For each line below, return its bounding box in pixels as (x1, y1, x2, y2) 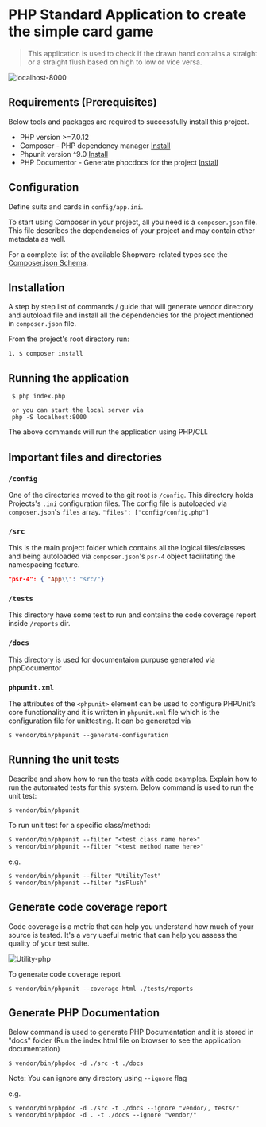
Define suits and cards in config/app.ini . (8, 201, 144, 212)
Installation (8, 281, 65, 294)
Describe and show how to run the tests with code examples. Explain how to (8, 774, 258, 783)
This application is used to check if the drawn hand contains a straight (27, 49, 258, 58)
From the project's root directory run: (8, 334, 129, 344)
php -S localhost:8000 (11, 414, 87, 422)
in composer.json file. (8, 319, 77, 328)
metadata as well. (8, 234, 66, 243)
